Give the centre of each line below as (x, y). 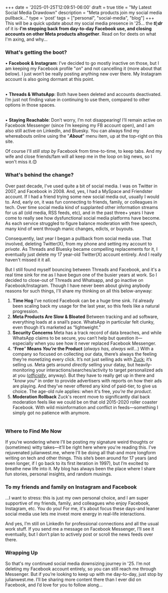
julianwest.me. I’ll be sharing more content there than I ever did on (73, 579)
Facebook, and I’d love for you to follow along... (54, 585)
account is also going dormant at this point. (50, 79)
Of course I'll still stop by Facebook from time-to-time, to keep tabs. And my (83, 151)
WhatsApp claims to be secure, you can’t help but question (73, 338)
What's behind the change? (39, 175)
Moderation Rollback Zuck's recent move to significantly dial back (81, 397)
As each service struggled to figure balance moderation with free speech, (81, 223)
